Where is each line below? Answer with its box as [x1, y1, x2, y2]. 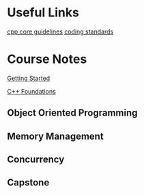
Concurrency [7, 154, 65, 166]
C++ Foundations [7, 87, 56, 95]
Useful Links [7, 5, 80, 21]
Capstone [7, 177, 50, 189]
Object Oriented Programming [7, 107, 138, 119]
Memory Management [7, 130, 104, 142]
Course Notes [7, 51, 87, 67]
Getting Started [7, 74, 51, 82]
